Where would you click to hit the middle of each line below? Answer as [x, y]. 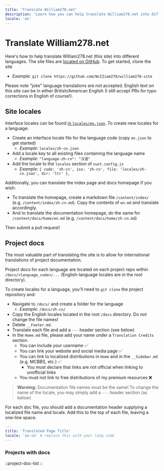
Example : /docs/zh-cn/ [42, 309]
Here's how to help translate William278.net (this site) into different [72, 56]
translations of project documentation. [43, 260]
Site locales [23, 111]
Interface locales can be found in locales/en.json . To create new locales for [82, 123]
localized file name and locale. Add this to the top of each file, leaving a [77, 412]
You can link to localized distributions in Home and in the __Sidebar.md [88, 356]
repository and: [20, 294]
